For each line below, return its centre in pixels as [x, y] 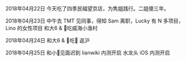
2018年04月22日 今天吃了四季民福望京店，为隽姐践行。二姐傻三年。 [87, 8]
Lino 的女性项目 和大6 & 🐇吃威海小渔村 [52, 28]
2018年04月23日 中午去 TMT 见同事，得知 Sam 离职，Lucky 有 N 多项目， [95, 21]
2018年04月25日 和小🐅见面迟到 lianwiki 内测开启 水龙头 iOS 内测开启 [88, 53]
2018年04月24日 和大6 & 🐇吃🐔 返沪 [48, 40]
